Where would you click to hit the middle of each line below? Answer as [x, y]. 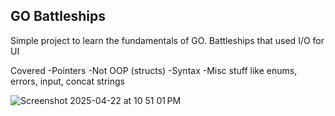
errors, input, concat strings [67, 81]
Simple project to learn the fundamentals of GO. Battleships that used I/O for [167, 40]
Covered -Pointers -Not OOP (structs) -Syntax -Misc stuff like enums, [154, 70]
